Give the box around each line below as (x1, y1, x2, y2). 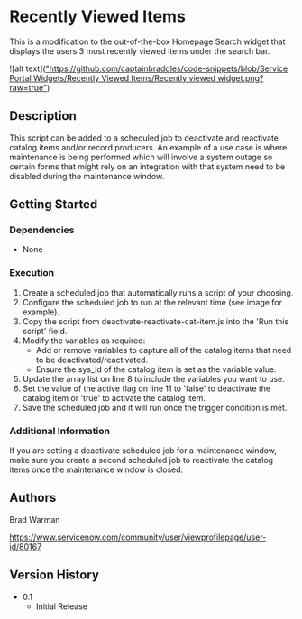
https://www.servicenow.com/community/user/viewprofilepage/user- (9, 532, 267, 542)
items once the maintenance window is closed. (9, 464, 184, 475)
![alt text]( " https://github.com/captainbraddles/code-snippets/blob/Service (9, 63, 288, 74)
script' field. (22, 325, 68, 336)
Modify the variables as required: (22, 335, 146, 346)
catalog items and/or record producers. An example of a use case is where (9, 141, 288, 152)
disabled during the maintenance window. (9, 170, 165, 181)
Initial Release (35, 601, 88, 612)
